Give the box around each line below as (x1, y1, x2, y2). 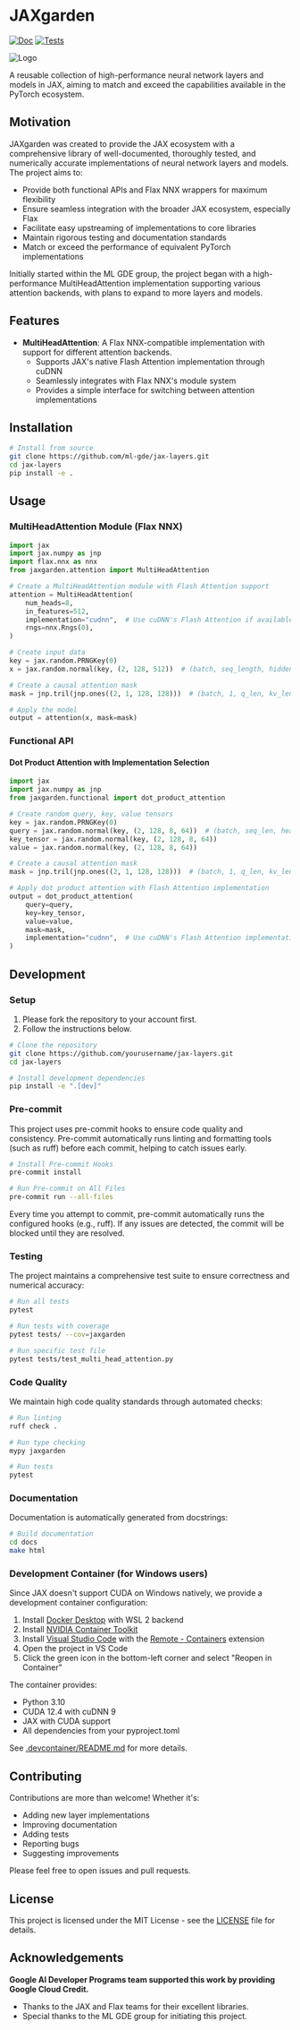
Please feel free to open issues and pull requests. (9, 1865, 191, 1876)
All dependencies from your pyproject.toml (21, 1726, 180, 1736)
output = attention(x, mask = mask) (9, 714, 138, 723)
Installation (9, 420, 73, 435)
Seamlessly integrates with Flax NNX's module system (35, 375, 237, 386)
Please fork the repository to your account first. (21, 1014, 197, 1024)
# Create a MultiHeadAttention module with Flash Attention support (9, 582, 270, 591)
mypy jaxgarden (9, 1446, 66, 1455)
